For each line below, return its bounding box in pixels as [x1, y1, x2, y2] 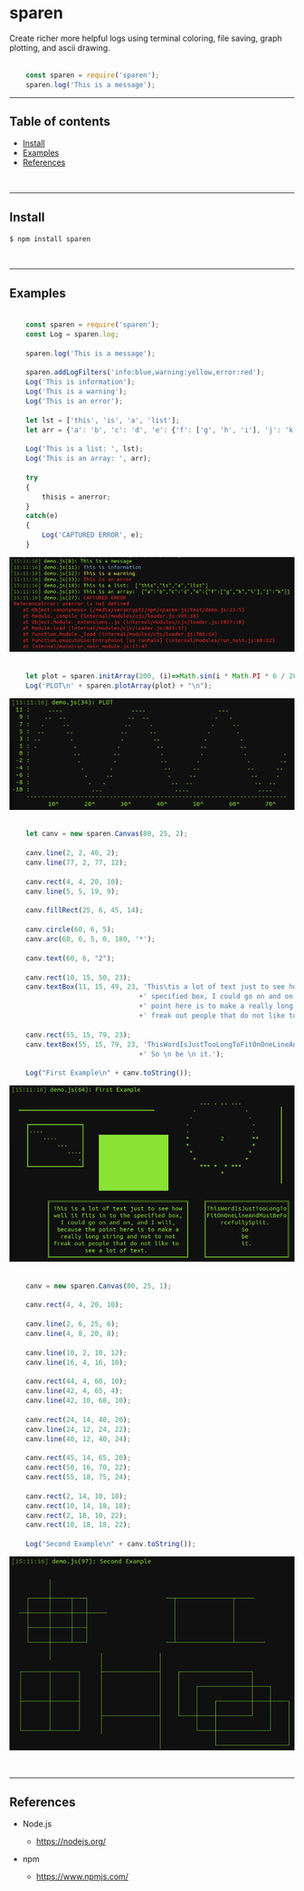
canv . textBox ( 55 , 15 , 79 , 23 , [25, 1039, 140, 1049]
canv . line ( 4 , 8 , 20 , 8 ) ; [25, 1329, 119, 1338]
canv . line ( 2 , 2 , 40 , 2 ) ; [25, 849, 119, 858]
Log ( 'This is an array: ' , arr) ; [25, 454, 152, 463]
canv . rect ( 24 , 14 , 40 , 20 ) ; [25, 1415, 131, 1424]
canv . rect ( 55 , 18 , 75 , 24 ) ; [25, 1473, 131, 1482]
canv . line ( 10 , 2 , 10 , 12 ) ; [25, 1348, 128, 1358]
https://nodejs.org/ [35, 1836, 107, 1847]
